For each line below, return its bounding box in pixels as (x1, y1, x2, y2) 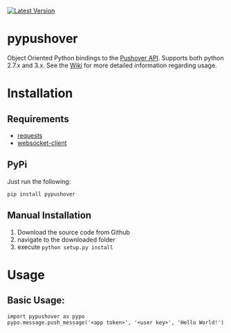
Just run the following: (7, 177, 71, 185)
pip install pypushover (7, 191, 76, 198)
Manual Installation (7, 210, 92, 221)
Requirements (7, 113, 69, 125)
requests (17, 131, 43, 139)
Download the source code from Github (17, 228, 130, 236)
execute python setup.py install (17, 243, 113, 251)
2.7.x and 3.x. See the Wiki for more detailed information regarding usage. (7, 61, 217, 69)
